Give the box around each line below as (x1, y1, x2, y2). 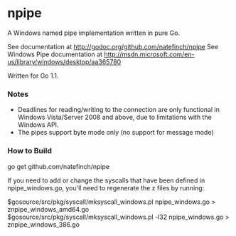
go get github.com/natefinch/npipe (7, 162, 110, 170)
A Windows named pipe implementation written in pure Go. (7, 29, 180, 37)
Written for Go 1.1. (7, 71, 59, 80)
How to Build (7, 146, 52, 156)
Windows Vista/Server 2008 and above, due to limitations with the (17, 113, 212, 122)
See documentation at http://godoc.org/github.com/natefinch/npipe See (7, 42, 219, 51)
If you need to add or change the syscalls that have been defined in (7, 176, 205, 185)
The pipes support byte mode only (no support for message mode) (17, 128, 215, 137)
